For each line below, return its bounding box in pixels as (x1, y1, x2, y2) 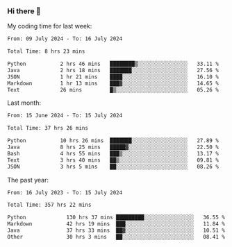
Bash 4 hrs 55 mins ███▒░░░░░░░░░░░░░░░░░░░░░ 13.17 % (7, 150, 219, 157)
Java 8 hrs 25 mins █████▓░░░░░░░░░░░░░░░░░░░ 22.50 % (7, 144, 219, 151)
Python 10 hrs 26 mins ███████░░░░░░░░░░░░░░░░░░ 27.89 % (7, 137, 219, 144)
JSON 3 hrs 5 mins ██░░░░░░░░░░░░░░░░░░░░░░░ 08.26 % (7, 163, 219, 170)
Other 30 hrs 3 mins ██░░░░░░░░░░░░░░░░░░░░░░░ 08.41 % (7, 233, 226, 240)
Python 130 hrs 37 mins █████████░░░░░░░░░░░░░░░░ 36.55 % (7, 214, 226, 221)
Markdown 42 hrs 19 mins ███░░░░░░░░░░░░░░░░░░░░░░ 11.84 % (7, 221, 226, 228)
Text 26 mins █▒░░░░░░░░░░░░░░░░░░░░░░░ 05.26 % (7, 86, 219, 93)
